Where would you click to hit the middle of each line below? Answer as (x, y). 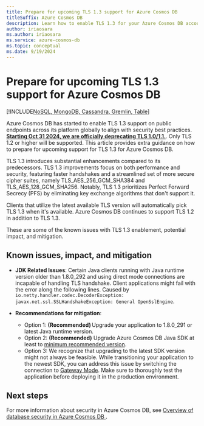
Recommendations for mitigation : (58, 313)
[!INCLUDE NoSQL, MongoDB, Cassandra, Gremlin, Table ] (78, 111)
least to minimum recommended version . (75, 344)
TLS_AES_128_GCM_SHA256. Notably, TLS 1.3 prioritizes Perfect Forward (98, 187)
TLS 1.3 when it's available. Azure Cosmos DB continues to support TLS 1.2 (100, 211)
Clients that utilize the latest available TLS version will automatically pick (97, 205)
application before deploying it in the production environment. (101, 376)
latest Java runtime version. (59, 331)
